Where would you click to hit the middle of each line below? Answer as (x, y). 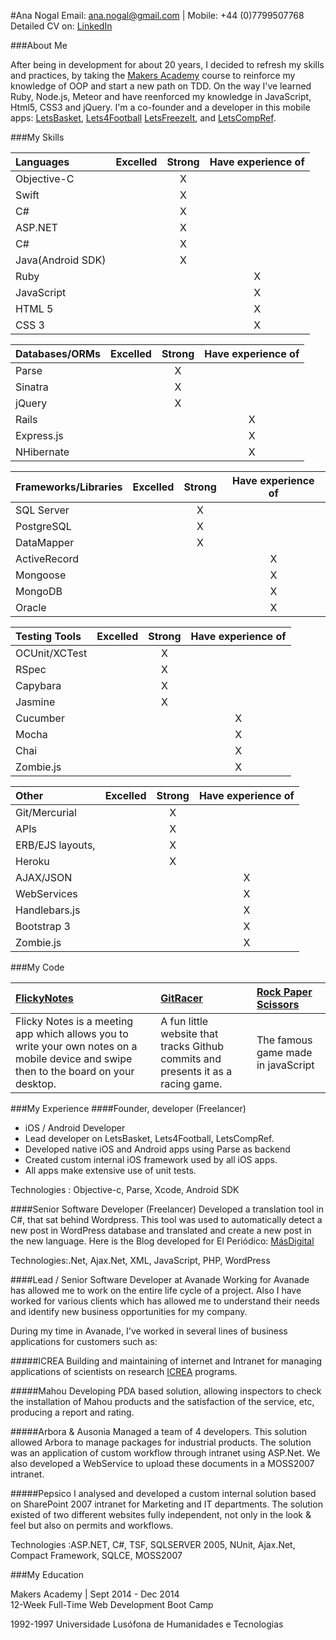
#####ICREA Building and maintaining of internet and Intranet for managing (166, 1361)
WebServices (46, 893)
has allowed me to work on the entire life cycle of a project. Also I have (156, 1290)
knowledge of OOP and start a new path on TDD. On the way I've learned (161, 86)
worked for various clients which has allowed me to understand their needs (165, 1301)
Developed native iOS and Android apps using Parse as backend (157, 1149)
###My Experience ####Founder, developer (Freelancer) (128, 1108)
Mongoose (41, 575)
